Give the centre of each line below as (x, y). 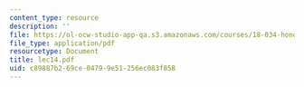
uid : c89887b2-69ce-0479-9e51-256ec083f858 (93, 69)
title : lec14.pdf (42, 60)
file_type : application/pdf (62, 43)
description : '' (40, 26)
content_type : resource (54, 18)
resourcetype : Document (54, 52)
